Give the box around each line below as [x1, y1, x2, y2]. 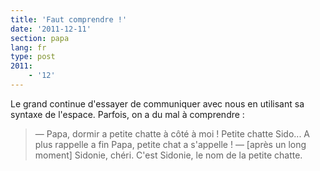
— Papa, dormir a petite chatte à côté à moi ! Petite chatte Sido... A [34, 127, 311, 140]
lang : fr [10, 42, 47, 53]
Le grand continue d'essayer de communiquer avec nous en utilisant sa [10, 97, 305, 110]
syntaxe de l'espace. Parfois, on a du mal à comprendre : [10, 108, 245, 120]
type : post [10, 52, 56, 62]
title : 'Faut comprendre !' [10, 14, 128, 25]
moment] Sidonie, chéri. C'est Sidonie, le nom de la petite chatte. [34, 149, 303, 161]
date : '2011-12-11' [10, 24, 92, 34]
